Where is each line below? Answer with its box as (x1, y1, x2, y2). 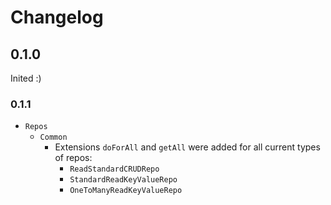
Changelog (10, 6, 104, 29)
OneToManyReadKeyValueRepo (69, 186, 183, 196)
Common (39, 132, 68, 143)
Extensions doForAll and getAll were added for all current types (54, 141, 321, 153)
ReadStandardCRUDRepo (69, 164, 160, 175)
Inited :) (10, 72, 42, 84)
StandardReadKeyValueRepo (69, 175, 178, 185)
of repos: (54, 152, 93, 164)
